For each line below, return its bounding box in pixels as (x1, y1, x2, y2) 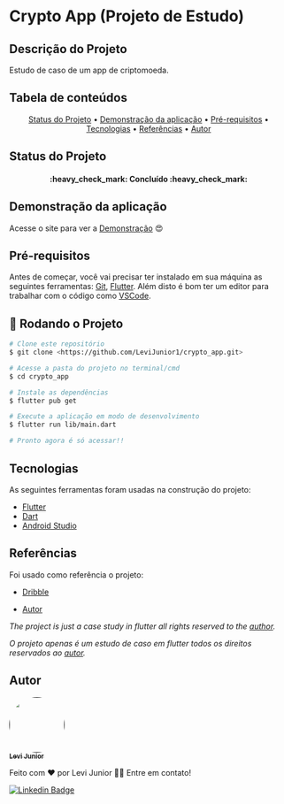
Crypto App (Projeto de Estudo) (9, 6, 245, 27)
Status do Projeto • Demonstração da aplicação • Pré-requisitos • (27, 113, 270, 125)
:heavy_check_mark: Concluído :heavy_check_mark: (50, 173, 248, 184)
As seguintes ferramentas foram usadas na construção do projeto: (9, 484, 251, 494)
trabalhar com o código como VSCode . (9, 290, 152, 302)
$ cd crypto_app (9, 371, 69, 381)
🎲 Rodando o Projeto (9, 316, 124, 331)
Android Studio (21, 520, 77, 531)
